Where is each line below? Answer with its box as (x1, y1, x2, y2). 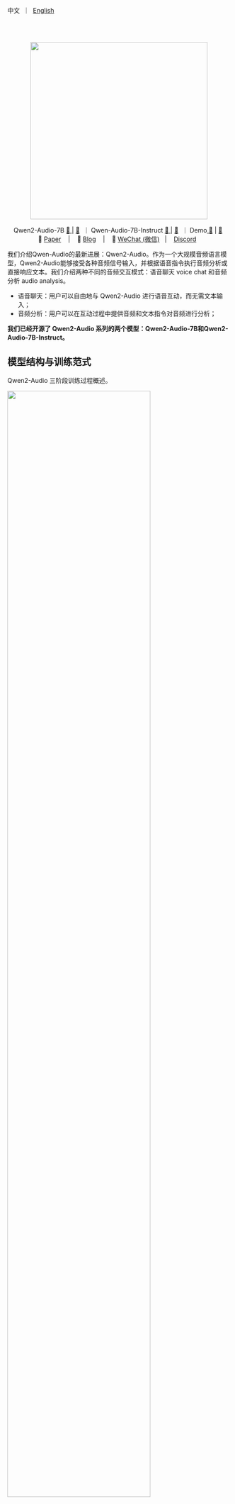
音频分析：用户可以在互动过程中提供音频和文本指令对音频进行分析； (17, 309, 217, 318)
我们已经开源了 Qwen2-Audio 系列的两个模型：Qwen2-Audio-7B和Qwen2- (7, 325, 229, 333)
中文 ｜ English (7, 6, 55, 14)
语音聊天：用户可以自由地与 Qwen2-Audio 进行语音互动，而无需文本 (17, 291, 217, 300)
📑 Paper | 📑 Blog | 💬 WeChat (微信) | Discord (38, 235, 197, 243)
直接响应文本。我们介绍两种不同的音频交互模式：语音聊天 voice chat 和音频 (7, 268, 228, 276)
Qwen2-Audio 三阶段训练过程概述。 (7, 376, 112, 384)
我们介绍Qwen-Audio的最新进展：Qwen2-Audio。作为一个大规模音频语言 (7, 250, 221, 258)
